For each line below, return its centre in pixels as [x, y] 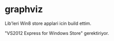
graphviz [24, 9]
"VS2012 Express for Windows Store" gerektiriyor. [57, 33]
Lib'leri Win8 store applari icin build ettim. [48, 23]
